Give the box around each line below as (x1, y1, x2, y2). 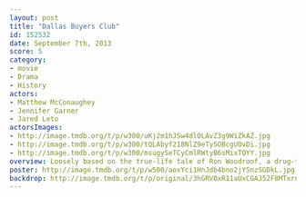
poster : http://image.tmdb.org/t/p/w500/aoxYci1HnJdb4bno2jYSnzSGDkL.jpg (9, 165, 296, 174)
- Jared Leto (9, 114, 59, 123)
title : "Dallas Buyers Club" (9, 22, 120, 31)
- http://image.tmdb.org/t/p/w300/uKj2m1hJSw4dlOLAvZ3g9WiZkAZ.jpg (9, 132, 271, 141)
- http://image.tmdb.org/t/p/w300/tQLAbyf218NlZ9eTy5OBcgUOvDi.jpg (9, 140, 271, 149)
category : (9, 55, 47, 64)
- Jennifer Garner (9, 106, 79, 115)
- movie (9, 64, 39, 74)
